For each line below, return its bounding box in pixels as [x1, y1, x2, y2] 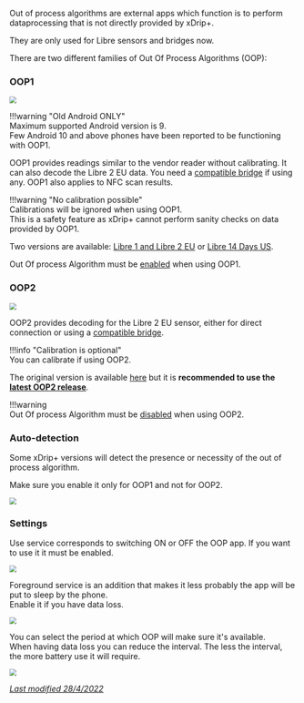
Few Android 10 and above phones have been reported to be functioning [9, 130, 281, 141]
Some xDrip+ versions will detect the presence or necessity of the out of [9, 452, 282, 463]
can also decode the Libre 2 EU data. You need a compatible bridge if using [9, 168, 293, 178]
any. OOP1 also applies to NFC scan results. [9, 177, 174, 188]
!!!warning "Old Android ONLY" [9, 111, 126, 122]
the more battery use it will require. [9, 651, 141, 662]
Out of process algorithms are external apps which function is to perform [9, 8, 284, 18]
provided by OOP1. [9, 223, 80, 235]
